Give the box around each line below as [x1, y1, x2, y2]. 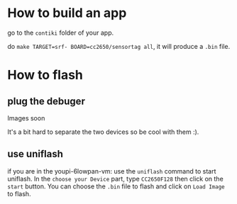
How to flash [7, 67, 84, 83]
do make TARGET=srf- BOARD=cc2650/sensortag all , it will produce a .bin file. [7, 42, 231, 50]
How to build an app [7, 5, 127, 21]
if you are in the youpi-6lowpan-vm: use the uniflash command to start [7, 166, 216, 175]
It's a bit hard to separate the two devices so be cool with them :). [7, 127, 199, 136]
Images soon [7, 113, 45, 122]
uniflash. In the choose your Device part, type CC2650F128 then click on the [7, 174, 224, 183]
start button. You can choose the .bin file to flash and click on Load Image [7, 182, 225, 191]
